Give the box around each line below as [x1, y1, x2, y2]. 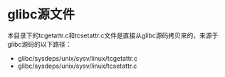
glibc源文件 [7, 6, 75, 23]
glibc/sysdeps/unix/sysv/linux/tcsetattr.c [17, 61, 137, 70]
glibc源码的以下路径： [7, 40, 72, 48]
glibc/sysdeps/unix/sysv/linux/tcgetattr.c [17, 54, 137, 62]
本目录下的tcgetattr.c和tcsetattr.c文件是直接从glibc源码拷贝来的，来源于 [7, 31, 219, 40]
